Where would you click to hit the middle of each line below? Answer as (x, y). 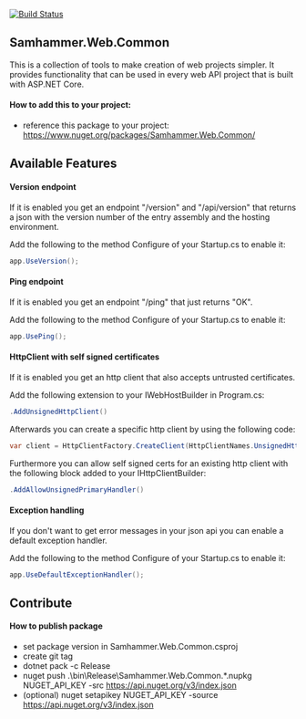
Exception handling (47, 510)
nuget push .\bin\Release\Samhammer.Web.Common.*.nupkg (137, 676)
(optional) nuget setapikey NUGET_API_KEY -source (120, 695)
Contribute (41, 603)
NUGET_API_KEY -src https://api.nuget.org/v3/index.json (129, 685)
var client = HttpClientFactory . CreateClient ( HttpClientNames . (132, 446)
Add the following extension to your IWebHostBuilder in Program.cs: (137, 395)
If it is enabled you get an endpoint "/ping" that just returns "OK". (131, 302)
